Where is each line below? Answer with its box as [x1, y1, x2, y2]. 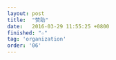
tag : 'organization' [7, 36, 67, 43]
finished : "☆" [7, 29, 48, 37]
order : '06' [7, 42, 41, 49]
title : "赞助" [7, 17, 49, 23]
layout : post [7, 10, 45, 17]
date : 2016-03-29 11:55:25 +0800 [7, 23, 110, 30]
